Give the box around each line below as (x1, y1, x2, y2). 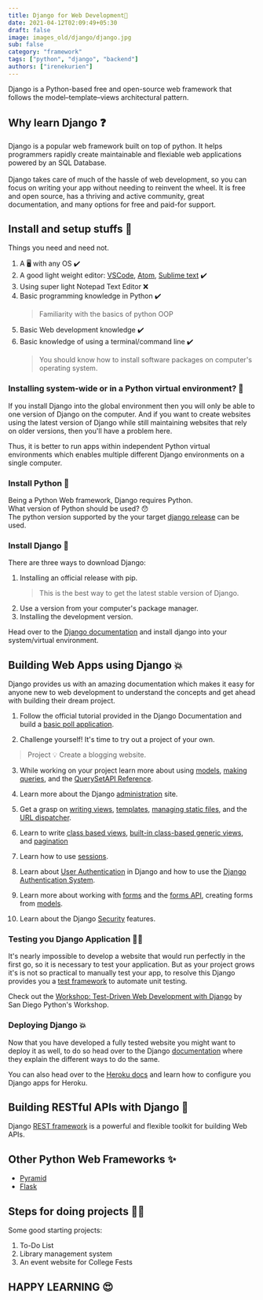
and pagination (19, 836, 68, 846)
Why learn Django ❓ (8, 116, 107, 130)
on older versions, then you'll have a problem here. (8, 426, 173, 435)
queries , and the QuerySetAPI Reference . (19, 774, 153, 784)
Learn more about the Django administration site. (19, 789, 178, 799)
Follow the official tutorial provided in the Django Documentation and (19, 711, 242, 721)
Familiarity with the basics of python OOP (38, 310, 174, 319)
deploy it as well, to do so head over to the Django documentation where (8, 1046, 243, 1056)
